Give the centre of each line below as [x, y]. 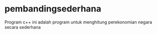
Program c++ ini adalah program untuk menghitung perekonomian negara [78, 22]
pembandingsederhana [53, 9]
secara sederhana [23, 27]
